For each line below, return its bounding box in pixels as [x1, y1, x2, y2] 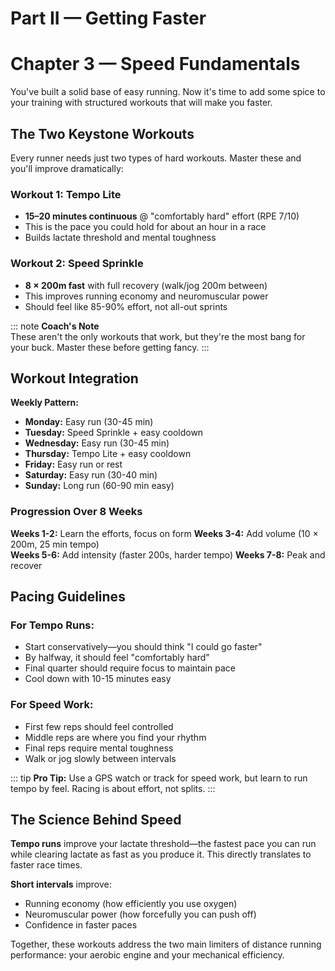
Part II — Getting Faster [10, 7, 207, 30]
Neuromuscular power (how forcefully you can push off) [24, 908, 257, 921]
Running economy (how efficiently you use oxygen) [24, 898, 238, 910]
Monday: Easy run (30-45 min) [24, 416, 154, 428]
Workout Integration [10, 370, 139, 387]
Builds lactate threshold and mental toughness [24, 232, 217, 244]
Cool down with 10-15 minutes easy [24, 673, 172, 685]
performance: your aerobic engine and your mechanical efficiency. [10, 949, 285, 961]
